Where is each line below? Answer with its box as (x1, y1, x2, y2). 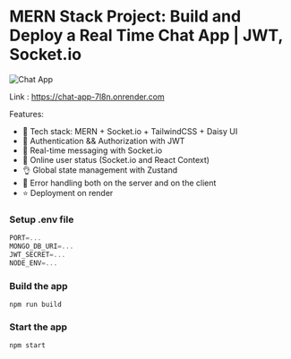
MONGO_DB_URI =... (9, 242, 74, 252)
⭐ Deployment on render (21, 187, 114, 198)
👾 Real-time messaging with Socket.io (21, 145, 163, 156)
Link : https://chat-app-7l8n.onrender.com (9, 91, 165, 102)
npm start (9, 341, 47, 350)
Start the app (9, 321, 68, 333)
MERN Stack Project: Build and (9, 6, 242, 27)
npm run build (9, 300, 63, 310)
